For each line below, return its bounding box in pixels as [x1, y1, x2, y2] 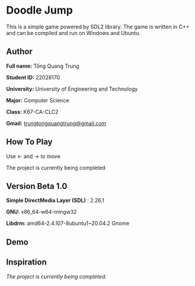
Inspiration [6, 257, 47, 267]
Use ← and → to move [6, 152, 61, 160]
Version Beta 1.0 [6, 181, 67, 191]
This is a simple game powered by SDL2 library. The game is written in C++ [6, 23, 190, 30]
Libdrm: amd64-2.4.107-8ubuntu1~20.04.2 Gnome [6, 220, 130, 227]
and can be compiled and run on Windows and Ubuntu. [6, 29, 141, 36]
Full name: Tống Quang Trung [6, 62, 80, 69]
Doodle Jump [6, 4, 73, 17]
